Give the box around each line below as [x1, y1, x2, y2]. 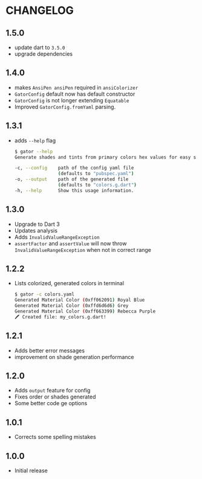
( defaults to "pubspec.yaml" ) [57, 171, 134, 177]
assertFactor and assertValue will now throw [14, 240, 127, 247]
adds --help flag [14, 137, 56, 144]
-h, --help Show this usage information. [14, 187, 134, 194]
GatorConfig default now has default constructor [14, 90, 135, 97]
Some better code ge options [14, 400, 88, 407]
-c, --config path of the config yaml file [14, 165, 134, 171]
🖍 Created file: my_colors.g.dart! [14, 314, 106, 320]
